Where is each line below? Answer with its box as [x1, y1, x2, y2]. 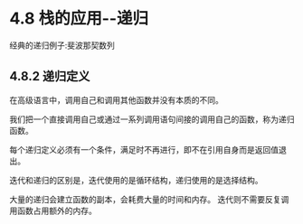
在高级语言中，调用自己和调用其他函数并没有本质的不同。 [9, 94, 223, 105]
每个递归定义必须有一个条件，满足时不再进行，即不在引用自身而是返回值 [9, 144, 279, 154]
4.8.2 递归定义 [9, 69, 90, 84]
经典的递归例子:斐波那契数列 [9, 40, 116, 51]
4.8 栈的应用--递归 [9, 8, 149, 29]
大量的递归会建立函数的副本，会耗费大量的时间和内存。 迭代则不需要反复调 [9, 193, 289, 204]
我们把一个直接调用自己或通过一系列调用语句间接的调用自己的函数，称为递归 [9, 114, 295, 125]
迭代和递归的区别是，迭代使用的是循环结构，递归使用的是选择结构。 [9, 174, 263, 185]
